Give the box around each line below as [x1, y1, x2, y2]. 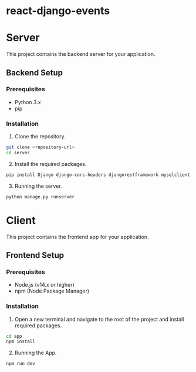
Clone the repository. [14, 133, 66, 140]
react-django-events [6, 4, 110, 18]
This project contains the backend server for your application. [6, 51, 156, 58]
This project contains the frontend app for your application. [6, 233, 149, 240]
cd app [6, 333, 22, 339]
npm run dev [6, 361, 35, 367]
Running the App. [14, 349, 57, 357]
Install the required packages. [14, 160, 87, 167]
